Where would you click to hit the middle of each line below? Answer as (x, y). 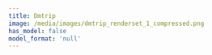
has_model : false (38, 31)
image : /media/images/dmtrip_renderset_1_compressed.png (106, 23)
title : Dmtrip (32, 16)
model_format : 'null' (45, 38)
